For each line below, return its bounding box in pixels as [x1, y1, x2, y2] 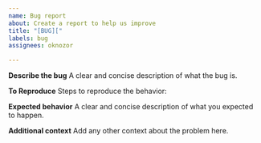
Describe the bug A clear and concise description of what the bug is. [8, 71, 238, 80]
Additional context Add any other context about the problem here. [8, 126, 229, 136]
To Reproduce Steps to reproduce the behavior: [8, 86, 167, 96]
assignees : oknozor [8, 42, 74, 50]
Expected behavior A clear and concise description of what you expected [8, 102, 254, 112]
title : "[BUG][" [8, 27, 63, 35]
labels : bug [8, 34, 48, 43]
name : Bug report [8, 11, 67, 20]
